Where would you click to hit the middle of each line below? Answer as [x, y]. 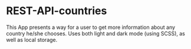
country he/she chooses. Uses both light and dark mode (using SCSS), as [96, 33]
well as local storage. [32, 40]
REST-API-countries [57, 11]
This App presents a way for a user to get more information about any [91, 27]
